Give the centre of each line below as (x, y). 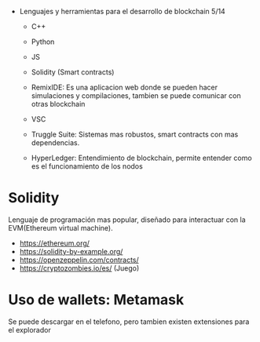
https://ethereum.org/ (55, 243)
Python (43, 42)
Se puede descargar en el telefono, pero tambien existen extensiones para (129, 322)
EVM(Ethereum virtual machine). (60, 227)
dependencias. (55, 143)
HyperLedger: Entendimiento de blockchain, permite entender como (142, 158)
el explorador (29, 329)
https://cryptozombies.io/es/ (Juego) (79, 268)
